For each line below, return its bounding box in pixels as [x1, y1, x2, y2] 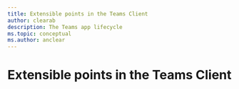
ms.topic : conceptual [7, 30, 72, 37]
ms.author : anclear [7, 37, 66, 44]
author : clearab [7, 17, 56, 24]
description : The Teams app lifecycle [7, 23, 123, 30]
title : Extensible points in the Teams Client [7, 10, 148, 18]
